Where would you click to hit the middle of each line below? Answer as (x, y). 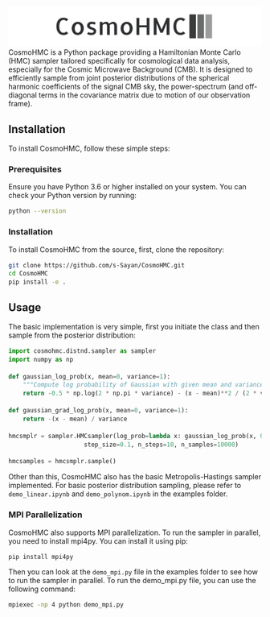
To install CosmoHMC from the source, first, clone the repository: (117, 249)
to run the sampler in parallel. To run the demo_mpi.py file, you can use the (132, 581)
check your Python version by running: (72, 196)
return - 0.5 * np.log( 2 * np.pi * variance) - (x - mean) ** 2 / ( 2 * (140, 393)
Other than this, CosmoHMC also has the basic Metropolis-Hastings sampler (135, 477)
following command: (42, 589)
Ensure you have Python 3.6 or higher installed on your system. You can (127, 187)
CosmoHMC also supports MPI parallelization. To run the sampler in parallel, (135, 532)
